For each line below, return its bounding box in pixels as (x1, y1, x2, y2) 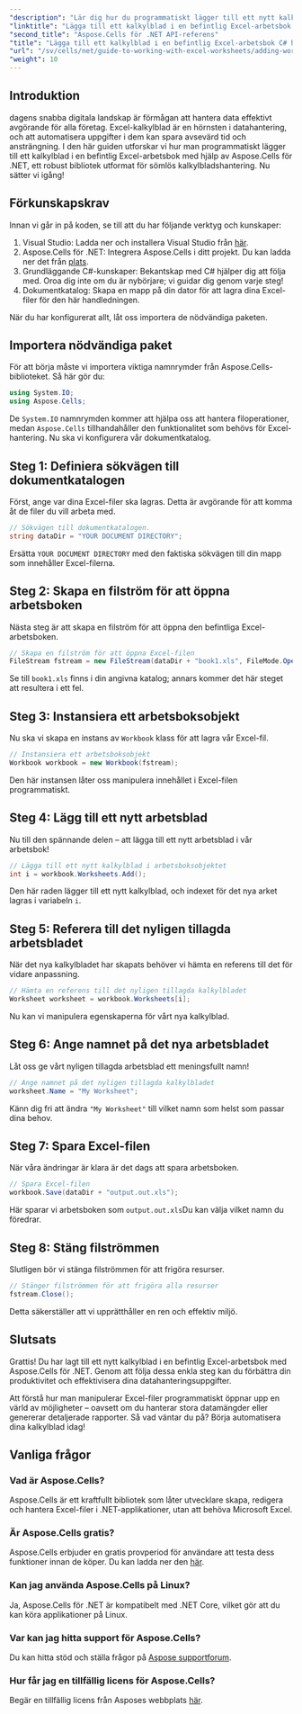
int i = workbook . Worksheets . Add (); (9, 869, 147, 878)
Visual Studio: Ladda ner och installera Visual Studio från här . (22, 237, 249, 247)
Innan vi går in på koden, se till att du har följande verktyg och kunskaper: (9, 220, 281, 230)
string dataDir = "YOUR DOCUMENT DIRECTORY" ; (9, 532, 182, 541)
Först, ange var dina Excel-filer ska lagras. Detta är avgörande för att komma (9, 497, 293, 507)
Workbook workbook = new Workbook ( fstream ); (9, 758, 179, 767)
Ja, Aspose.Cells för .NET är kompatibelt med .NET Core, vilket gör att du (9, 1599, 280, 1611)
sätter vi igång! (9, 169, 65, 180)
